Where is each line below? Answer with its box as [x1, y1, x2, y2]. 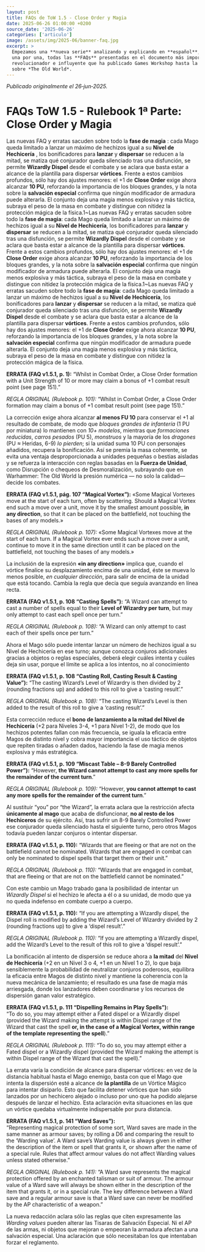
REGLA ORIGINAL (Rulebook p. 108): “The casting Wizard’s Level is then [6, 698, 187, 705]
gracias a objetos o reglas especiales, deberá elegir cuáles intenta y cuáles [6, 654, 195, 662]
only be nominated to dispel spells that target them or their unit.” [6, 854, 168, 862]
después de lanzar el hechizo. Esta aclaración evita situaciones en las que [6, 1099, 193, 1106]
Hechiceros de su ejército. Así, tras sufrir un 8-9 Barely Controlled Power [6, 816, 191, 824]
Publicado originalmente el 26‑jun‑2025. [6, 83, 108, 90]
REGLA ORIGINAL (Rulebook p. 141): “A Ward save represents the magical [6, 1168, 191, 1176]
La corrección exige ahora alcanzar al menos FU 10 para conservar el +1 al [6, 414, 195, 421]
